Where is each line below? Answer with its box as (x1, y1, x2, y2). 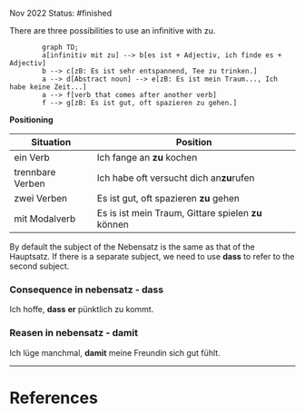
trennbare (14, 166, 56, 178)
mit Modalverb (14, 212, 76, 225)
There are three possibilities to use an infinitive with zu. (9, 25, 216, 35)
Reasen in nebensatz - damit (9, 327, 139, 339)
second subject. (9, 261, 70, 271)
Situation (31, 136, 72, 148)
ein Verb (14, 152, 50, 163)
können (96, 218, 129, 231)
